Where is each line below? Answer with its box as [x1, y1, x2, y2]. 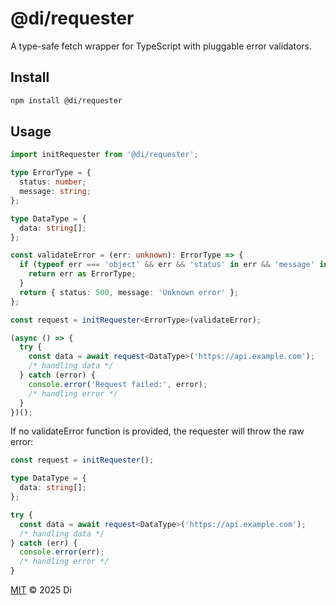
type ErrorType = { [10, 168, 92, 178]
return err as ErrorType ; [28, 269, 137, 279]
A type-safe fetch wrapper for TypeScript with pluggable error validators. [10, 40, 312, 52]
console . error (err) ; [19, 547, 105, 557]
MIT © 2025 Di [10, 584, 72, 596]
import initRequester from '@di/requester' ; [10, 150, 199, 160]
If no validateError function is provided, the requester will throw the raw [10, 425, 305, 437]
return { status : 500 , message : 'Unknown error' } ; [19, 287, 240, 297]
